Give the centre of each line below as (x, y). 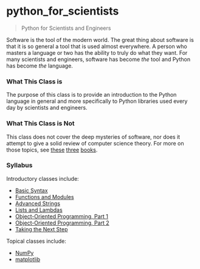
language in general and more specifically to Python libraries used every (97, 101)
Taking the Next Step (41, 229)
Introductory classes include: (43, 178)
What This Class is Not (40, 124)
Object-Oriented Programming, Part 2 (62, 223)
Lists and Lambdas (39, 210)
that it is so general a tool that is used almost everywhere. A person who (97, 46)
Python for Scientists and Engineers (66, 28)
